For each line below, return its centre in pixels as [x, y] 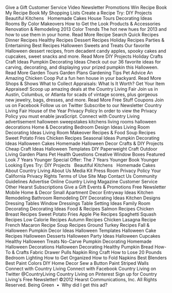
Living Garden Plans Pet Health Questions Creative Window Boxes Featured [85, 154]
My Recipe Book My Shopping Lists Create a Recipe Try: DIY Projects [79, 13]
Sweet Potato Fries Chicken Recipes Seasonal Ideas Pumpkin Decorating [82, 138]
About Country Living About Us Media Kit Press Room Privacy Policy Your [83, 171]
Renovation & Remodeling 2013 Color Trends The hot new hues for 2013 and [86, 29]
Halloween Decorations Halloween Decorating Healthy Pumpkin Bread [80, 247]
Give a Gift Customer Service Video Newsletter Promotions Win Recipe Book [86, 7]
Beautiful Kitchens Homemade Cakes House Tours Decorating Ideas [79, 18]
